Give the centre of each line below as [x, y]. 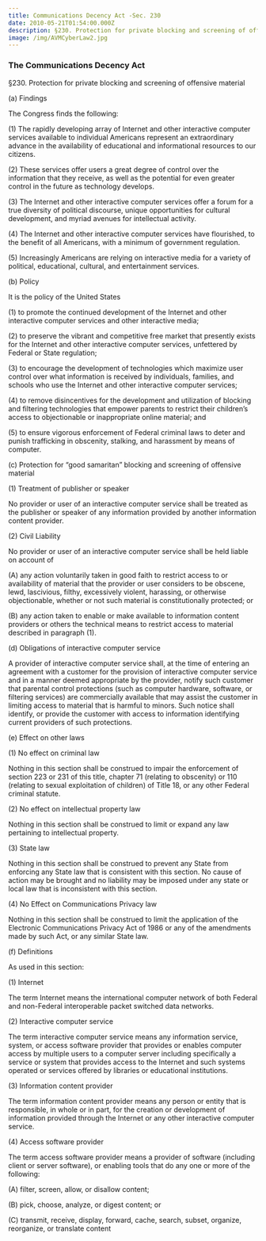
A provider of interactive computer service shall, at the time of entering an [129, 663]
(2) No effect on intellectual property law [74, 808]
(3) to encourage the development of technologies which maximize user [126, 368]
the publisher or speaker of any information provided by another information [133, 512]
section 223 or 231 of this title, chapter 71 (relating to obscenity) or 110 [123, 777]
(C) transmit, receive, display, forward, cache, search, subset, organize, [125, 1220]
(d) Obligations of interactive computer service [84, 647]
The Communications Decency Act [77, 66]
